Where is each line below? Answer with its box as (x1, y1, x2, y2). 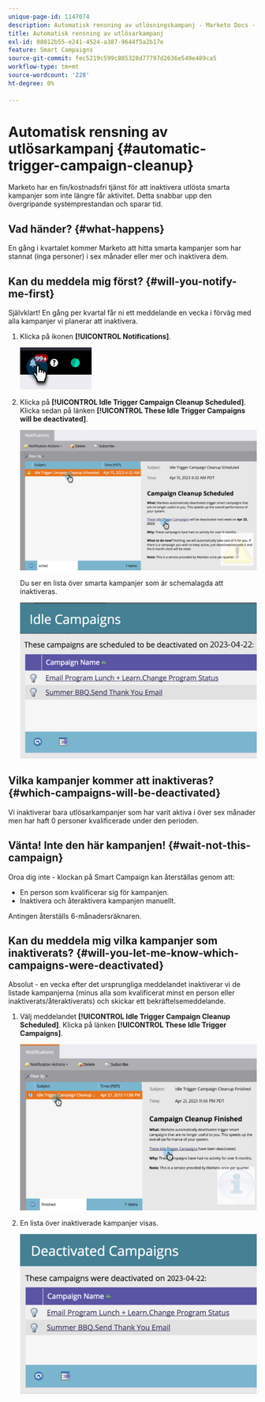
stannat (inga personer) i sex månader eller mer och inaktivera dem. (8, 251, 229, 261)
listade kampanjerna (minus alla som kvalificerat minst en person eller (8, 988, 235, 998)
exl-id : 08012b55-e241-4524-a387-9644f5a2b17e (8, 38, 164, 46)
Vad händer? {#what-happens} (8, 222, 165, 236)
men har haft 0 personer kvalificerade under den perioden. (8, 815, 200, 826)
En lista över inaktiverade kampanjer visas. (19, 1218, 159, 1227)
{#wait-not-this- (168, 839, 251, 852)
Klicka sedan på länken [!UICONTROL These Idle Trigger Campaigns (19, 406, 246, 415)
